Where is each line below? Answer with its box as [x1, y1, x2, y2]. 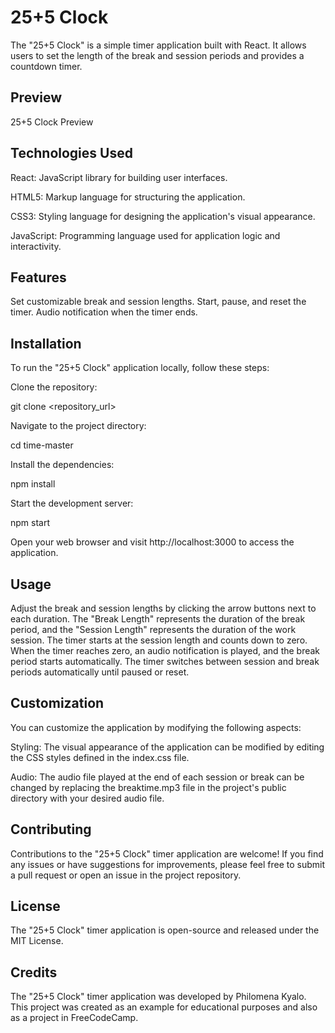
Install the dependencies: [10, 459, 115, 471]
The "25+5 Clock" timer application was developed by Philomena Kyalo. [10, 991, 307, 1003]
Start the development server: [10, 497, 134, 510]
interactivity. [10, 240, 62, 252]
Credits [10, 964, 58, 981]
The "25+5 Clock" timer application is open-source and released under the [10, 924, 320, 936]
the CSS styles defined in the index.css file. [10, 751, 190, 763]
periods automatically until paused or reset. [10, 666, 190, 678]
